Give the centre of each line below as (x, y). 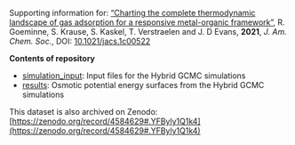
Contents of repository (52, 58)
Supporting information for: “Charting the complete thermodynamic (132, 13)
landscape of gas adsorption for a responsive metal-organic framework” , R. (147, 22)
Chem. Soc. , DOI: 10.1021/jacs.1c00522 (80, 41)
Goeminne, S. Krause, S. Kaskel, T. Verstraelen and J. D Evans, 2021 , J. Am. (148, 32)
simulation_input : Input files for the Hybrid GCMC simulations (134, 76)
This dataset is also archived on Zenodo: (84, 112)
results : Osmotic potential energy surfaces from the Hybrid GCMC (143, 85)
